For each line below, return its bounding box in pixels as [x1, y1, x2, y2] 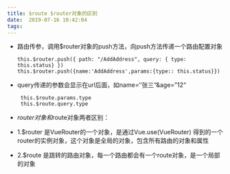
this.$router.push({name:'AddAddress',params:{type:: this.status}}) [16, 68, 221, 75]
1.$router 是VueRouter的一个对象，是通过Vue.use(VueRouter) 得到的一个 [16, 128, 224, 136]
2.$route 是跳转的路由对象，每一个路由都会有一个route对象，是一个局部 [16, 151, 220, 160]
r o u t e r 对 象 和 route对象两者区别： [16, 114, 110, 122]
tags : [7, 23, 23, 29]
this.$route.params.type [20, 95, 91, 101]
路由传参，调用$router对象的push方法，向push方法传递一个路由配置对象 [16, 42, 223, 51]
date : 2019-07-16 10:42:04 [7, 16, 88, 23]
